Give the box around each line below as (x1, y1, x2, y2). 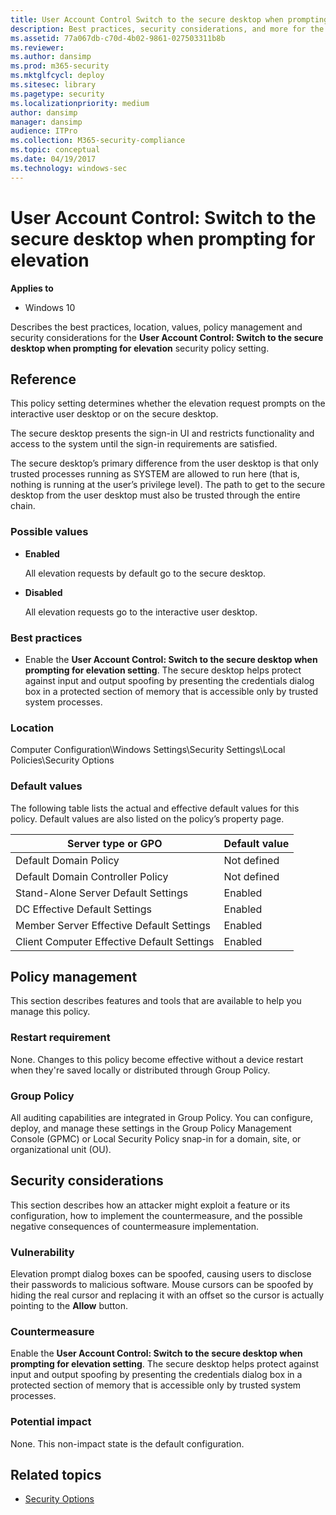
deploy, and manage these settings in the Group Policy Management (10, 1122, 292, 1134)
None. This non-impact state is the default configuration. (10, 1437, 245, 1450)
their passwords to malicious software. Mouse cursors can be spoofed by (10, 1279, 314, 1291)
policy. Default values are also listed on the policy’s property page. (10, 812, 285, 825)
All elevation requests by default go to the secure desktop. (24, 567, 267, 579)
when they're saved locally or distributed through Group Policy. (10, 1064, 271, 1076)
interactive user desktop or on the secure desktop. (10, 408, 219, 420)
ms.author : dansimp (10, 52, 92, 62)
